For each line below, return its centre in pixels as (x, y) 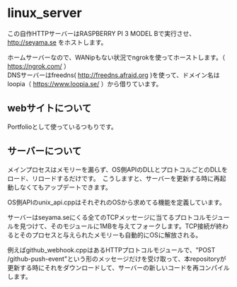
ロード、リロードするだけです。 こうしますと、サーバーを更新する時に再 (114, 178)
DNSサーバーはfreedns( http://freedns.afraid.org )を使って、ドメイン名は (114, 75)
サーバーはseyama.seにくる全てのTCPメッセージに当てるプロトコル (106, 217)
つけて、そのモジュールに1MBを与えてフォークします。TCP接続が (121, 226)
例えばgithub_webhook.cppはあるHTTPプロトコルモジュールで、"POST (111, 250)
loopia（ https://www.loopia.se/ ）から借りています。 (85, 83)
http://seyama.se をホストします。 (57, 42)
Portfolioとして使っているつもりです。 (63, 127)
